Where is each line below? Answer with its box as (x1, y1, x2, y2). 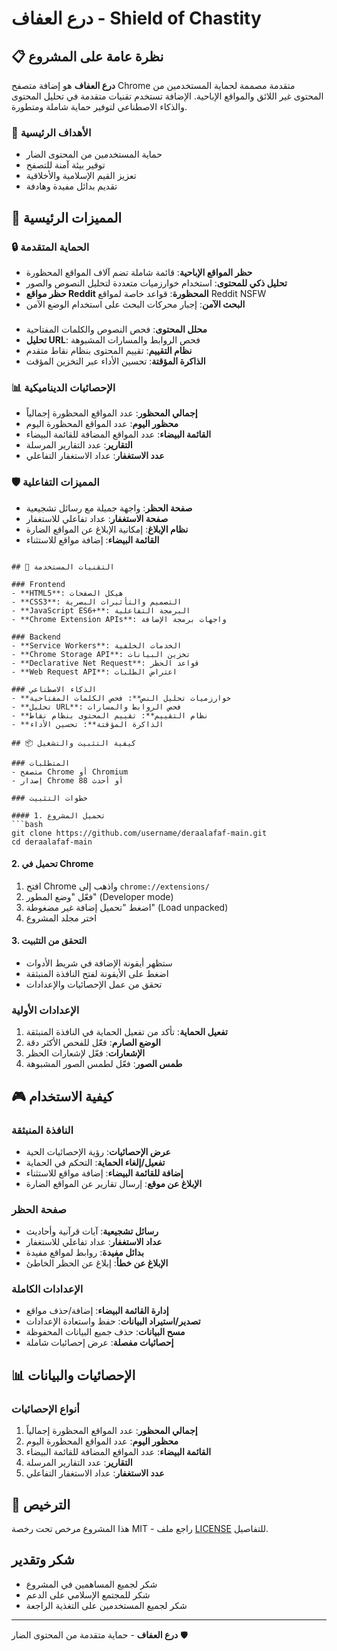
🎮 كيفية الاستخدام (11, 1088, 114, 1105)
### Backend (11, 632, 61, 642)
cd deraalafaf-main (11, 837, 93, 847)
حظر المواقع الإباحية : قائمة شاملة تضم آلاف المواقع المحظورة (25, 266, 253, 278)
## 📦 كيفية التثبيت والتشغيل (11, 738, 137, 748)
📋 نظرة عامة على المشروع (11, 48, 164, 65)
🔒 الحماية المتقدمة (11, 240, 90, 254)
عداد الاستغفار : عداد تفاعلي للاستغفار (25, 1236, 163, 1248)
